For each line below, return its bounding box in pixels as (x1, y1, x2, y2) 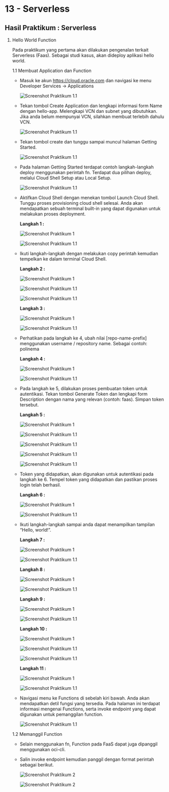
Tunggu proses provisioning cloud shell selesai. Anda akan (19, 200, 143, 206)
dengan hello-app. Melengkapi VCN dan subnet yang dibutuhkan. (19, 108, 157, 114)
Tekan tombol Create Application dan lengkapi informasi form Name (19, 103, 162, 109)
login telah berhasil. (19, 482, 62, 488)
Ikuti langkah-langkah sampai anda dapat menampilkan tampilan (19, 521, 155, 527)
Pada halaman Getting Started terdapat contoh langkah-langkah (19, 164, 154, 170)
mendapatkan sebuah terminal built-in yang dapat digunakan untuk (19, 205, 161, 211)
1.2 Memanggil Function (12, 731, 63, 737)
